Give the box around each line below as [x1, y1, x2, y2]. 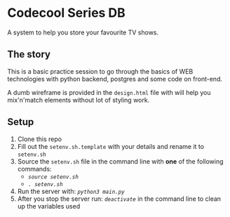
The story [7, 48, 51, 60]
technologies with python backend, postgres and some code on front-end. [7, 74, 223, 83]
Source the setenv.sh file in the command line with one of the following [17, 157, 224, 166]
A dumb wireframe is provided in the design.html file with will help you [7, 88, 212, 96]
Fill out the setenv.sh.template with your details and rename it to [17, 142, 205, 150]
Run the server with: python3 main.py [17, 187, 125, 195]
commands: [17, 164, 52, 173]
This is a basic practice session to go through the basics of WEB [7, 67, 194, 75]
